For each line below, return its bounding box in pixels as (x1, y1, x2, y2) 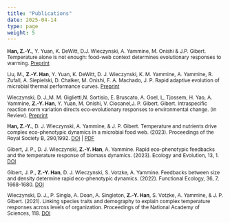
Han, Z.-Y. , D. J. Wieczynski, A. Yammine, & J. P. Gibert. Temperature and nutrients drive (7, 123, 217, 130)
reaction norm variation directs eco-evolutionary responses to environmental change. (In (7, 106, 217, 113)
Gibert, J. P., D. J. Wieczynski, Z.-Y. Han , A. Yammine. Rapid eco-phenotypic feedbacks (7, 145, 216, 153)
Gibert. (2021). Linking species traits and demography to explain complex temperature (7, 198, 211, 205)
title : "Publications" (7, 10, 72, 17)
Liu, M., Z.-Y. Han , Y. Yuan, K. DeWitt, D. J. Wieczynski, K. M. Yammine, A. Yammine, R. (7, 71, 213, 78)
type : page (7, 23, 39, 30)
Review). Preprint (7, 112, 48, 119)
